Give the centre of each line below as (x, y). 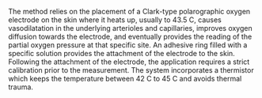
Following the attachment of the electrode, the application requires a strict (129, 62)
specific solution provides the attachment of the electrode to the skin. (122, 53)
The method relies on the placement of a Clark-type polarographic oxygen (129, 11)
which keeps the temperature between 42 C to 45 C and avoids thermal (125, 79)
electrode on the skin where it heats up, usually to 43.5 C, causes (115, 20)
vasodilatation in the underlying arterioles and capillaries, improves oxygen (130, 28)
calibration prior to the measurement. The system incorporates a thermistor (131, 70)
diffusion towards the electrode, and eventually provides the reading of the (130, 36)
